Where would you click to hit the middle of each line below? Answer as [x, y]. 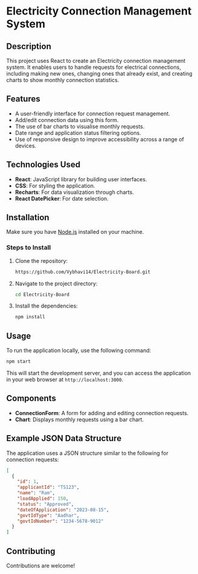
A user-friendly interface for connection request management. [92, 114]
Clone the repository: [41, 260]
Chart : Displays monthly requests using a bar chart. [79, 419]
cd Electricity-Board [42, 294]
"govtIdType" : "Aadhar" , [48, 515]
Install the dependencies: [46, 306]
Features [23, 99]
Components [31, 398]
